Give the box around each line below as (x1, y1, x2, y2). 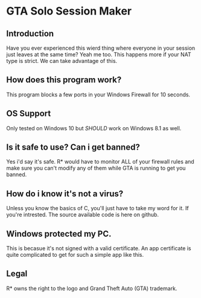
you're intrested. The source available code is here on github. (6, 211, 159, 219)
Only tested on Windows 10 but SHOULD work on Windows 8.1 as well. (6, 124, 182, 131)
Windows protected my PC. (6, 228, 112, 239)
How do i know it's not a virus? (6, 188, 124, 199)
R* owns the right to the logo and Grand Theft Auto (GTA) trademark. (6, 285, 177, 292)
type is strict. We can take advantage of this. (6, 58, 118, 64)
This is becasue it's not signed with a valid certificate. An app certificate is (6, 245, 191, 252)
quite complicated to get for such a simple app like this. (6, 251, 144, 259)
